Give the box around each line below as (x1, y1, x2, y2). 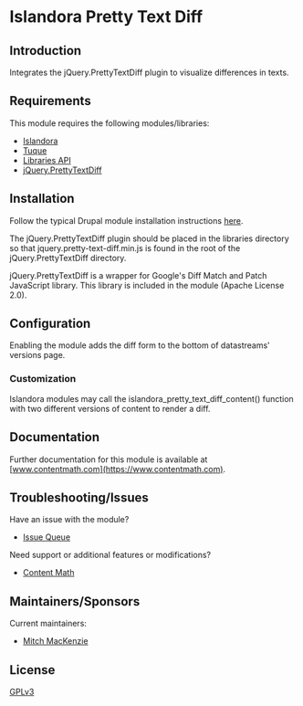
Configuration (9, 316, 91, 332)
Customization (9, 373, 77, 385)
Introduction (9, 43, 82, 58)
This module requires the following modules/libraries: (9, 117, 210, 129)
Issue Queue (22, 532, 71, 543)
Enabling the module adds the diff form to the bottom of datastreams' (9, 340, 271, 351)
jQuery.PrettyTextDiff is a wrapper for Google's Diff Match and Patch (9, 269, 267, 280)
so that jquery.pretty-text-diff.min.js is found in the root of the (9, 242, 241, 253)
